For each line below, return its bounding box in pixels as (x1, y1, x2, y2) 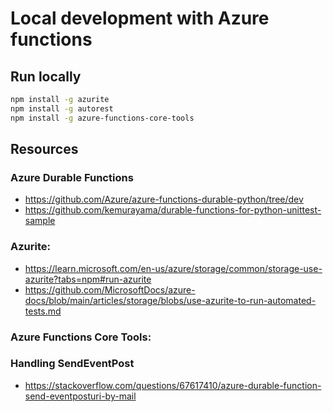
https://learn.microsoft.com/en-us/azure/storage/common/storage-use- (24, 262, 323, 274)
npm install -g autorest (10, 103, 114, 114)
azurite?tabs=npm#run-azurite (24, 273, 152, 285)
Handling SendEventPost (10, 357, 135, 371)
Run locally (10, 68, 82, 85)
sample (24, 215, 56, 227)
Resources (10, 141, 79, 158)
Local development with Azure (10, 7, 270, 30)
